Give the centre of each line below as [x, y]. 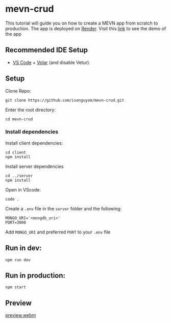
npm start [16, 287]
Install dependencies [32, 132]
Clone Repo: [18, 91]
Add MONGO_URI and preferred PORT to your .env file [58, 232]
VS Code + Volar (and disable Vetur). [52, 62]
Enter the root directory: [31, 110]
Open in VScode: [23, 189]
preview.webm [21, 315]
